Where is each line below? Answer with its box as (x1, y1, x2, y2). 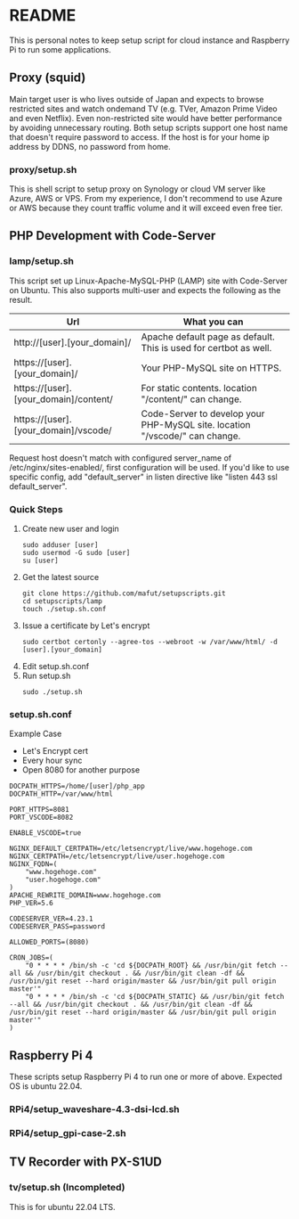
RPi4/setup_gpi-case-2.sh (9, 1126, 126, 1139)
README (9, 5, 77, 26)
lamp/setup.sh (9, 255, 74, 267)
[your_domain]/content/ (13, 393, 114, 405)
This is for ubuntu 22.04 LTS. (9, 1201, 116, 1212)
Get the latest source (21, 572, 100, 583)
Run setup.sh (21, 670, 71, 682)
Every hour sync (21, 755, 83, 766)
